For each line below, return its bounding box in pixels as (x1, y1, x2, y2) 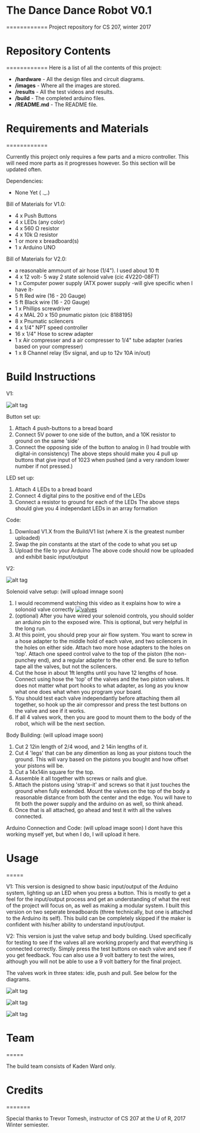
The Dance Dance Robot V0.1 (6, 4, 152, 17)
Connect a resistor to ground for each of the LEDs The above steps (14, 498, 180, 505)
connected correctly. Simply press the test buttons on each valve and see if (6, 945, 192, 952)
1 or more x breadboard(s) (14, 237, 79, 245)
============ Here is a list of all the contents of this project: (6, 64, 162, 71)
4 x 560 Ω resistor (14, 224, 60, 231)
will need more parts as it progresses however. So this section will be (6, 159, 176, 166)
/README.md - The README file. (14, 101, 98, 108)
